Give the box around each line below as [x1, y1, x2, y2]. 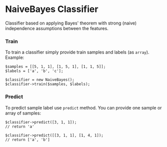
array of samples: [5, 110, 41, 116]
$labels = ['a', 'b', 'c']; [5, 68, 64, 73]
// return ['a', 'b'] [5, 137, 50, 142]
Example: [5, 54, 24, 60]
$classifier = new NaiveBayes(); [5, 77, 75, 82]
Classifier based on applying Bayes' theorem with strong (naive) [5, 20, 137, 26]
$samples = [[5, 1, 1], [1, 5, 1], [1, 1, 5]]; [5, 64, 106, 69]
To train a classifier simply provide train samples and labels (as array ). [5, 49, 150, 55]
